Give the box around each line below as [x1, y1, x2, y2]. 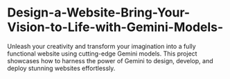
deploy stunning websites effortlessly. [7, 64, 116, 72]
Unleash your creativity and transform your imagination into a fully [7, 42, 196, 50]
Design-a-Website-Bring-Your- [7, 5, 191, 21]
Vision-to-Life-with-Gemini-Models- [7, 19, 224, 35]
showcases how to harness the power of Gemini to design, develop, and [7, 56, 213, 65]
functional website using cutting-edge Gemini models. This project [7, 49, 197, 58]
